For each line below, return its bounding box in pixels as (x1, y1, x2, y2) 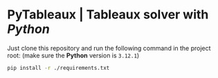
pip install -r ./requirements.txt (7, 64, 110, 71)
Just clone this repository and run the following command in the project (7, 44, 211, 52)
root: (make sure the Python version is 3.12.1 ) (7, 51, 140, 60)
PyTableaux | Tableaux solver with (7, 7, 209, 23)
